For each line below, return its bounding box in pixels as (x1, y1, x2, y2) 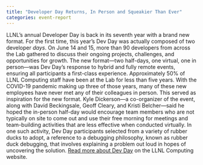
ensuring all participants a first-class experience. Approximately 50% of (6, 70, 185, 77)
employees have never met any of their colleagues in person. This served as (6, 89, 196, 96)
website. (6, 153, 28, 160)
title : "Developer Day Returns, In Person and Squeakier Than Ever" (6, 8, 182, 15)
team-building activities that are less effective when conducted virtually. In (6, 121, 192, 128)
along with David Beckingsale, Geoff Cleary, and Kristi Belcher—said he (6, 102, 185, 109)
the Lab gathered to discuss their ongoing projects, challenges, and (6, 50, 175, 57)
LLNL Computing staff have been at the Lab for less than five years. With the (6, 76, 197, 83)
